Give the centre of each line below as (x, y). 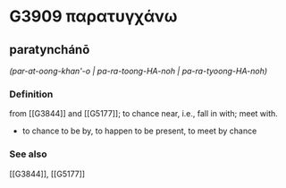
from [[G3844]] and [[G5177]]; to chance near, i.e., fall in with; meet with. (144, 114)
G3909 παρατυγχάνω (93, 17)
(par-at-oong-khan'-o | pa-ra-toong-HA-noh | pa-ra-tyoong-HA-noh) (139, 71)
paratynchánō (50, 50)
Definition (31, 94)
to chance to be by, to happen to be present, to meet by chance (139, 131)
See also (28, 154)
